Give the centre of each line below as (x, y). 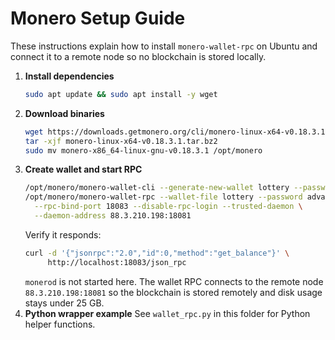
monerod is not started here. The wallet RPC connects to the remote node (174, 281)
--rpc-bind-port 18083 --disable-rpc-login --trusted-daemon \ (168, 207)
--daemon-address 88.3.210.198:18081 (113, 216)
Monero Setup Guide (98, 18)
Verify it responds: (63, 234)
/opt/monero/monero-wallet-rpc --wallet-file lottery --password (163, 197)
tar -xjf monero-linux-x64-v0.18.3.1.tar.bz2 (121, 141)
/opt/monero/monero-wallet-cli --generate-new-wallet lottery (157, 188)
